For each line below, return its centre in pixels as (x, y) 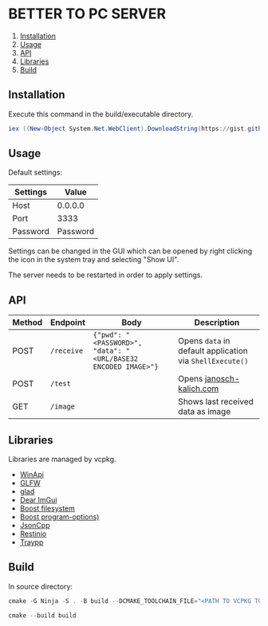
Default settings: (35, 173)
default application (213, 351)
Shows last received (216, 401)
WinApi (32, 475)
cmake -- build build (43, 615)
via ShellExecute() (213, 361)
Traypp (32, 542)
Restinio (33, 534)
